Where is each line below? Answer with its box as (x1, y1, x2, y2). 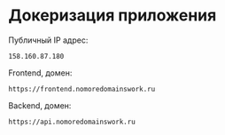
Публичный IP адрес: (8, 35, 89, 45)
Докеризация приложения (8, 5, 217, 26)
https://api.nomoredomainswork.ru (8, 117, 136, 126)
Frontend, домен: (8, 67, 73, 78)
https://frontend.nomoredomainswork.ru (8, 84, 156, 93)
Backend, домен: (8, 99, 72, 111)
